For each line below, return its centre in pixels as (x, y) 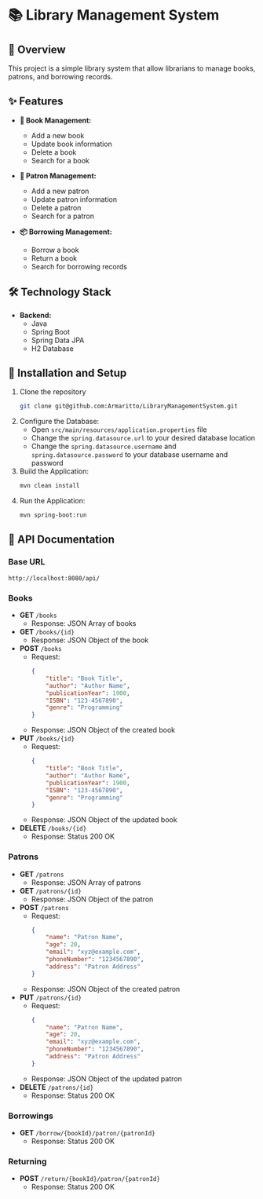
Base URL (27, 562)
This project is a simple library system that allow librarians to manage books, (132, 68)
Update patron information (74, 199)
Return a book (54, 258)
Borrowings (31, 1116)
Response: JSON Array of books (84, 623)
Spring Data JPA (58, 340)
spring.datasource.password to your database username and (130, 455)
